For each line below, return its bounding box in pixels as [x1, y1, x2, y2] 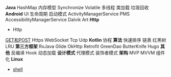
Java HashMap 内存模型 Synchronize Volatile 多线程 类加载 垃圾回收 [5, 5, 149, 10]
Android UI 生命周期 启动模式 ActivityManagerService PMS [5, 11, 130, 17]
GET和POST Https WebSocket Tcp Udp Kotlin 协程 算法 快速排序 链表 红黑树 [5, 37, 166, 43]
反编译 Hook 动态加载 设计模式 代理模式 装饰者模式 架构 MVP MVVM [11, 50, 155, 56]
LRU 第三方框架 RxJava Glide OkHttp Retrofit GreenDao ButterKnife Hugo [5, 43, 159, 49]
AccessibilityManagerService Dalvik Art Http [5, 17, 100, 22]
